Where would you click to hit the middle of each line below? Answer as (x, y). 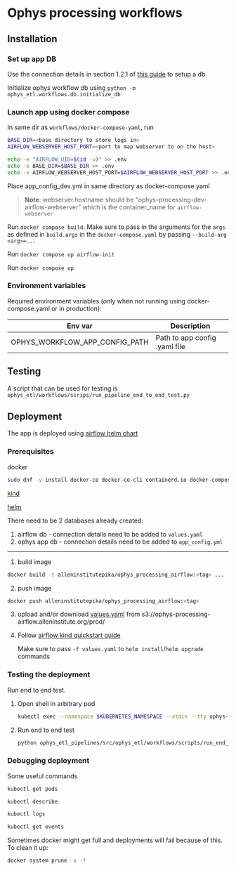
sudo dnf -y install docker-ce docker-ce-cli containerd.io (97, 480)
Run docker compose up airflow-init (61, 254)
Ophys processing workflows (95, 13)
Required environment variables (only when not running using (97, 301)
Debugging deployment (48, 761)
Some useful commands (42, 776)
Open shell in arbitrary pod (56, 703)
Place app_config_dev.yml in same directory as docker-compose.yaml (109, 186)
